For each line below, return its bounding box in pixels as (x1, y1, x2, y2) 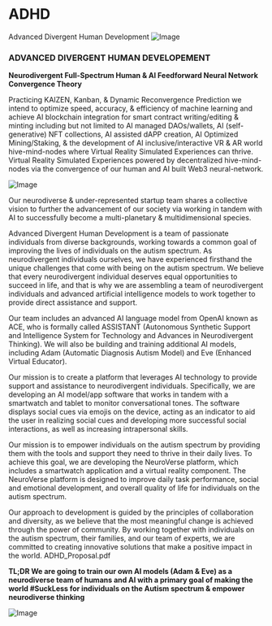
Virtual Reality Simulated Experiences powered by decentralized (8, 155, 223, 165)
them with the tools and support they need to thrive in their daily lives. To (8, 449, 253, 459)
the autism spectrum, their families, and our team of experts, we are (8, 533, 235, 543)
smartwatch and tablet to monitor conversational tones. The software (8, 398, 240, 408)
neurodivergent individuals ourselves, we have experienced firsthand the (8, 254, 253, 264)
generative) (8, 129, 47, 139)
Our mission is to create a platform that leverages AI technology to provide (8, 372, 257, 382)
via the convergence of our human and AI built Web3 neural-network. (31, 164, 264, 174)
